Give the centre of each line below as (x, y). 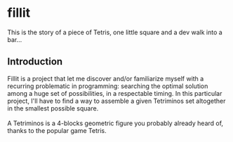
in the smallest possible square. (53, 108)
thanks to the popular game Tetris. (57, 130)
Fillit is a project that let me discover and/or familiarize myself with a (106, 78)
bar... (15, 39)
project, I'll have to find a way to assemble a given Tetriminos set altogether (116, 101)
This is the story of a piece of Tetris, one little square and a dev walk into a (115, 32)
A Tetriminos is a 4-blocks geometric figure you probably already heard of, (115, 123)
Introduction (35, 62)
